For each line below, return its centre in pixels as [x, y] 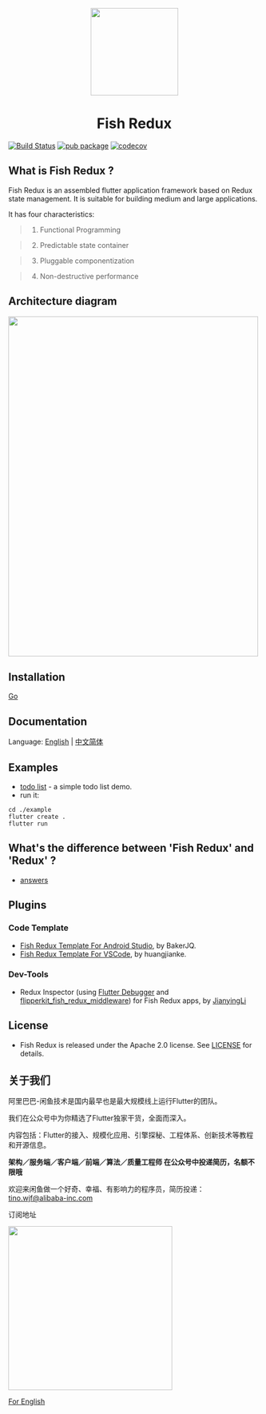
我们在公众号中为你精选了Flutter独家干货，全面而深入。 [99, 1118]
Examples [33, 767]
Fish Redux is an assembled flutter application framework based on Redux [131, 190]
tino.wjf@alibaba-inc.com [51, 1198]
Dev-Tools [29, 974]
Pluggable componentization [87, 261]
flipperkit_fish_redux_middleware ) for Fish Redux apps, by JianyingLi [133, 1001]
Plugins [28, 905]
